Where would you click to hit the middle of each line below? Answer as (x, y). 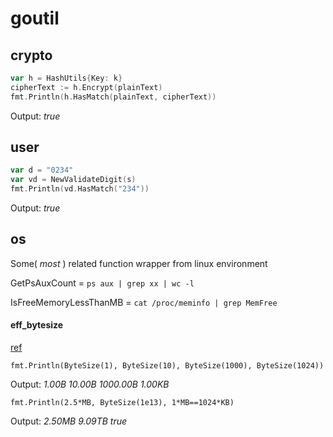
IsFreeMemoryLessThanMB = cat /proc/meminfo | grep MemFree (144, 302)
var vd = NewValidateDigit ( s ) (73, 180)
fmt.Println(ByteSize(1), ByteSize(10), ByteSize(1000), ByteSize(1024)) (167, 366)
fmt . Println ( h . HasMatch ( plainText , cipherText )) (113, 97)
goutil (35, 18)
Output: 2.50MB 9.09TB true (69, 421)
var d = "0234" (42, 170)
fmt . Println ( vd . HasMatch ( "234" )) (80, 189)
